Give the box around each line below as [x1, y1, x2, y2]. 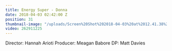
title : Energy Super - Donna [5, 7, 68, 13]
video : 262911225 [5, 26, 42, 31]
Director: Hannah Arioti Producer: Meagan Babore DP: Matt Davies [5, 40, 145, 46]
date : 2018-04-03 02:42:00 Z [5, 12, 68, 17]
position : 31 [5, 17, 33, 22]
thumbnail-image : [5, 21, 42, 27]
